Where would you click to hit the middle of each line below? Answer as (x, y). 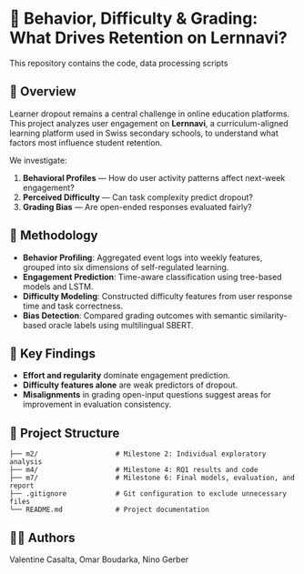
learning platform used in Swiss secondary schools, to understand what (144, 133)
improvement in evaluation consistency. (97, 405)
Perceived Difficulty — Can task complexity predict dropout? (137, 197)
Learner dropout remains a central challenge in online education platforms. (150, 114)
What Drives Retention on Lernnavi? (149, 38)
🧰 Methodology (54, 236)
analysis (26, 462)
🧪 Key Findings (52, 353)
